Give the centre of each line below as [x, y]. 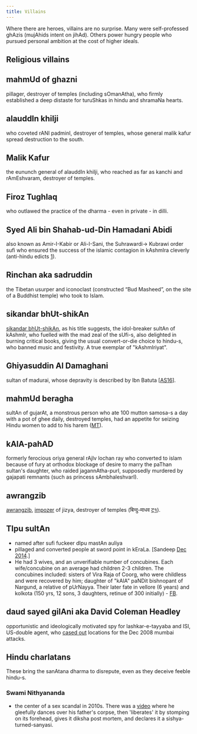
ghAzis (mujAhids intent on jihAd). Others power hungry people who [89, 35]
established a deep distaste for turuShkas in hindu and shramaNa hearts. [95, 100]
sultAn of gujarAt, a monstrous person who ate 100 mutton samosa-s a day [97, 413]
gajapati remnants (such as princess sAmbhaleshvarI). [72, 477]
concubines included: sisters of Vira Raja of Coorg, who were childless [101, 574]
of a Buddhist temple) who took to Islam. [55, 295]
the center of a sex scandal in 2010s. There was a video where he [95, 706]
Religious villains [38, 60]
